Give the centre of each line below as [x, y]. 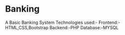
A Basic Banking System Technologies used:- [51, 22]
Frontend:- [109, 22]
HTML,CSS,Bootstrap [27, 27]
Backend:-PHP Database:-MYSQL [84, 27]
